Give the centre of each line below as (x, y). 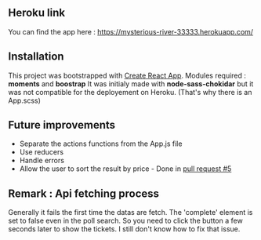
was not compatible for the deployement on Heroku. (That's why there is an (130, 92)
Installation (36, 57)
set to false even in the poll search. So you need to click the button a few (125, 221)
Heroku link (36, 13)
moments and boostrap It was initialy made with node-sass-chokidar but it (131, 84)
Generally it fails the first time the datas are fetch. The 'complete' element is (130, 213)
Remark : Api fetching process (83, 193)
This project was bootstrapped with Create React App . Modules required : (127, 75)
